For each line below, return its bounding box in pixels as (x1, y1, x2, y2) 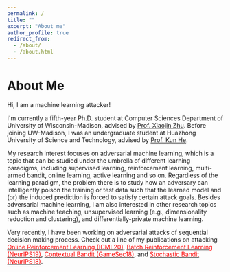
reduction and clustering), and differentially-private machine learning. (7, 214, 204, 223)
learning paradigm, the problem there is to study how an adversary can (7, 178, 208, 186)
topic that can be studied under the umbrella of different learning (7, 156, 191, 165)
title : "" (7, 16, 36, 23)
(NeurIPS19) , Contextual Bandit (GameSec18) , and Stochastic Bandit (7, 250, 200, 258)
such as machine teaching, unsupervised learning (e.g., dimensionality (7, 207, 207, 216)
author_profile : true (7, 29, 69, 36)
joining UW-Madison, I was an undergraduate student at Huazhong (7, 128, 196, 137)
